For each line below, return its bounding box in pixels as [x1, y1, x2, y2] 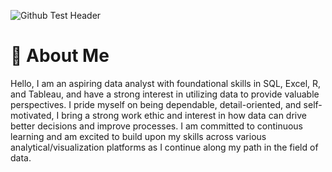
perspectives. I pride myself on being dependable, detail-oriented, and [10, 98, 302, 110]
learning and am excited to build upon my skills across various [10, 130, 267, 142]
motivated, [10, 109, 55, 121]
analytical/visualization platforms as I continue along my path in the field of [10, 141, 319, 153]
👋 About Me [10, 45, 110, 67]
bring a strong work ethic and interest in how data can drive [61, 109, 307, 121]
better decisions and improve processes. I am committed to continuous [10, 120, 304, 132]
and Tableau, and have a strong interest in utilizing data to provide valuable [10, 88, 320, 100]
